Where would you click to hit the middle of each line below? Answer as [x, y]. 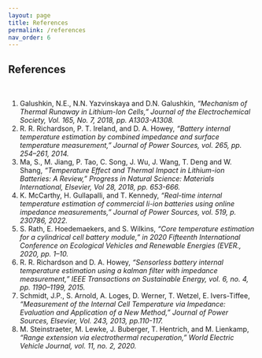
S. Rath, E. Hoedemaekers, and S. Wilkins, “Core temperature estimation [137, 229]
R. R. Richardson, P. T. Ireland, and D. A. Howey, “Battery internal [125, 129]
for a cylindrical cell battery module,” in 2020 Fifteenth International [130, 238]
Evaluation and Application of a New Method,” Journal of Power [124, 312]
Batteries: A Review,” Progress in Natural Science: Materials [117, 179]
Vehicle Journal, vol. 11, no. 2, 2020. [78, 346]
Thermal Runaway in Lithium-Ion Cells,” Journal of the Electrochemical [135, 112]
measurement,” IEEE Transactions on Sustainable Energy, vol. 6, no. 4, [134, 279]
